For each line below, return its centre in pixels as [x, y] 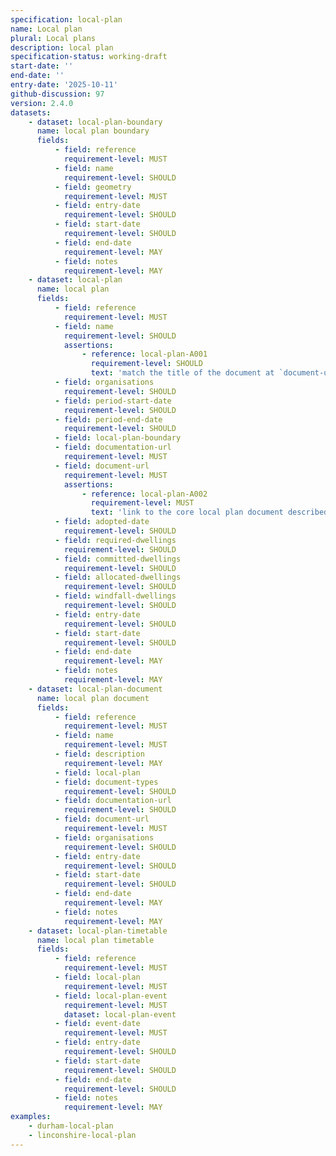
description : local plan [62, 47]
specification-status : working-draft [89, 57]
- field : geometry [93, 187]
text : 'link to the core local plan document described [209, 512]
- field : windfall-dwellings [115, 596]
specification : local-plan [66, 19]
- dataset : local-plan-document [95, 689]
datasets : [31, 112]
